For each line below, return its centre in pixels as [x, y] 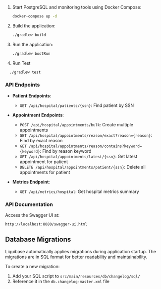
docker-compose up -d [34, 16]
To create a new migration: [32, 266]
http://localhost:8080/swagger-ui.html [46, 224]
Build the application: [34, 26]
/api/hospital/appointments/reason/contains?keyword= [85, 146]
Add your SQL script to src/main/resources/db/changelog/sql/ [76, 276]
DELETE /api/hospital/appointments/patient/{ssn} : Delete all [83, 167]
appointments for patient [45, 172]
